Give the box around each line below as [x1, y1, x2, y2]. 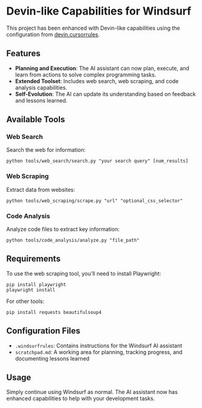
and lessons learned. [15, 97, 68, 104]
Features [6, 49, 41, 59]
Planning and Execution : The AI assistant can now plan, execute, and [15, 64, 190, 72]
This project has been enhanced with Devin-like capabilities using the [6, 24, 180, 32]
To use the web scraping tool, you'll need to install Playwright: [6, 270, 161, 277]
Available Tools [6, 114, 66, 125]
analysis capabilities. [15, 84, 68, 91]
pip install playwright [6, 281, 67, 288]
